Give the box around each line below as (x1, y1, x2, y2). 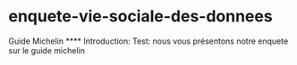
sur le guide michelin (8, 45, 86, 55)
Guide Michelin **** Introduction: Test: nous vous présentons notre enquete (8, 36, 289, 46)
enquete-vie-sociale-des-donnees (8, 6, 274, 27)
